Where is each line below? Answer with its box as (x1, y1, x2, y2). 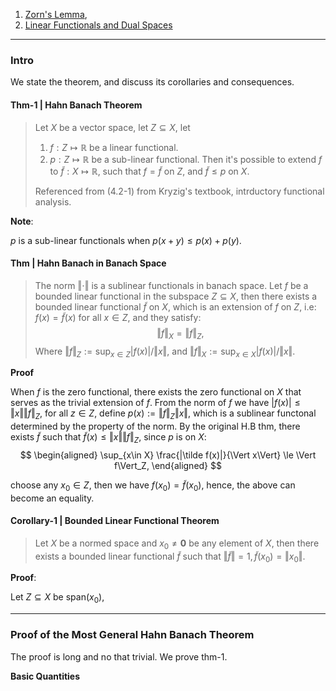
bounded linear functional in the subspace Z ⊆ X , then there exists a (34, 290, 318, 302)
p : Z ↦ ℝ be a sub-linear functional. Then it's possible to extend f (49, 153, 323, 165)
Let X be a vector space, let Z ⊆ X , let (34, 121, 191, 133)
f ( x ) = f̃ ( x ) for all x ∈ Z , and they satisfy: (34, 311, 202, 323)
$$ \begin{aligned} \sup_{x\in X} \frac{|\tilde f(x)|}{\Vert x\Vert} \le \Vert (19, 449, 317, 461)
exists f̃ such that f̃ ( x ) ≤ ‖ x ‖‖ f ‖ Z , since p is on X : (10, 431, 207, 445)
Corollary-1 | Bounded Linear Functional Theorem (10, 515, 220, 527)
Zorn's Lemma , (24, 9, 88, 20)
